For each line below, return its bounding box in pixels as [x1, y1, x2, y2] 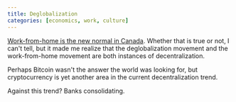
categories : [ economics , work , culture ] [7, 17, 129, 24]
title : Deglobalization [7, 10, 78, 18]
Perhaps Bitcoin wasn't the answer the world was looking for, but [7, 65, 198, 74]
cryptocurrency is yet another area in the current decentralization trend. [7, 72, 218, 81]
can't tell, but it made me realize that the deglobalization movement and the [7, 44, 229, 52]
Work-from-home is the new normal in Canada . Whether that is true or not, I [7, 36, 230, 45]
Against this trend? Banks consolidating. [7, 86, 125, 95]
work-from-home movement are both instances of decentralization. [7, 51, 205, 60]
